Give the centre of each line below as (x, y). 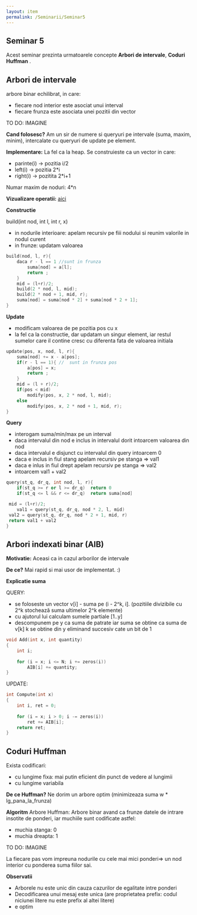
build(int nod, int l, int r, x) (37, 222)
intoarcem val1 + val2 (40, 472)
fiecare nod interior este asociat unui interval (69, 105)
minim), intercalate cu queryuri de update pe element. (71, 141)
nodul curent (30, 239)
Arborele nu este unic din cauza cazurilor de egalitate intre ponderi (96, 888)
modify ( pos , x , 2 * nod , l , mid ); (69, 395)
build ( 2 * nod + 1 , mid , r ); (52, 295)
